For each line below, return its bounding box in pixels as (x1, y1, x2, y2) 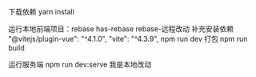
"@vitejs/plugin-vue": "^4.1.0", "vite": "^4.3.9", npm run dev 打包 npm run (8, 34, 248, 43)
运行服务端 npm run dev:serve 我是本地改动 (8, 59, 152, 69)
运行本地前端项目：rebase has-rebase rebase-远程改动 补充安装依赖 (8, 24, 234, 34)
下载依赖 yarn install (8, 7, 74, 16)
